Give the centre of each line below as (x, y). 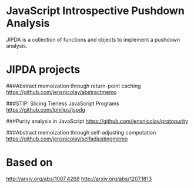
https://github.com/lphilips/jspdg (46, 109)
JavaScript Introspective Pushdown (96, 11)
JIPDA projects (43, 70)
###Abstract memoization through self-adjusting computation (81, 132)
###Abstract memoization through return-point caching (73, 86)
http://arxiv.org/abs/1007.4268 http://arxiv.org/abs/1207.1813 (79, 179)
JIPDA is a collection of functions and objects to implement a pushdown (93, 39)
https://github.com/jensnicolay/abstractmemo (61, 92)
